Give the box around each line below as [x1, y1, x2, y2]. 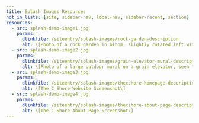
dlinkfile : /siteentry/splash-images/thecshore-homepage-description [21, 80, 197, 86]
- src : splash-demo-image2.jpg [11, 47, 89, 53]
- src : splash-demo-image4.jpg [11, 91, 89, 97]
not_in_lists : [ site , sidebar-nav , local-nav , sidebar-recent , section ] [6, 14, 190, 20]
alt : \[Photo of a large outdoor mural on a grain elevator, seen [21, 63, 190, 70]
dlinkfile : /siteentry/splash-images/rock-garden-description [21, 36, 179, 42]
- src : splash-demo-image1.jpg [11, 25, 89, 31]
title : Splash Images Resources [6, 8, 86, 15]
